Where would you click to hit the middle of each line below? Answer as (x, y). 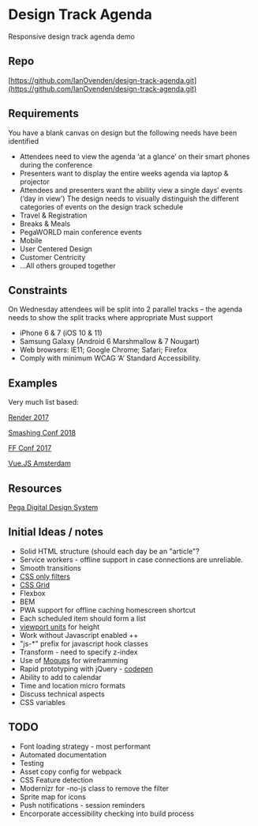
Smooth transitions (50, 568)
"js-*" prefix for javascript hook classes (84, 643)
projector (34, 181)
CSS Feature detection (56, 779)
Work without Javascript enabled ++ (79, 635)
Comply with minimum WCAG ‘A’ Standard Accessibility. (110, 358)
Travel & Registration (53, 215)
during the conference (56, 164)
